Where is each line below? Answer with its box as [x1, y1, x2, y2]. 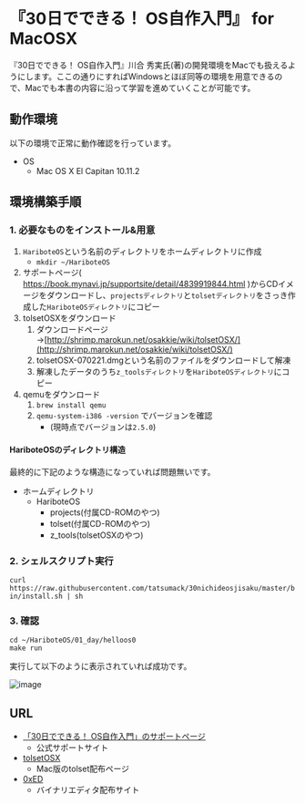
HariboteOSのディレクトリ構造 [9, 444, 126, 456]
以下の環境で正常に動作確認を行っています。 [9, 138, 176, 149]
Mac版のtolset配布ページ [36, 763, 130, 775]
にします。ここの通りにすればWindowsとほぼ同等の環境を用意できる [16, 70, 275, 82]
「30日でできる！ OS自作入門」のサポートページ [22, 731, 207, 742]
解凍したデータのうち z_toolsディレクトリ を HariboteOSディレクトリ [36, 366, 275, 377]
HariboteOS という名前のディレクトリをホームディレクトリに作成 [22, 246, 262, 257]
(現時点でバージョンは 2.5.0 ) [49, 421, 157, 433]
